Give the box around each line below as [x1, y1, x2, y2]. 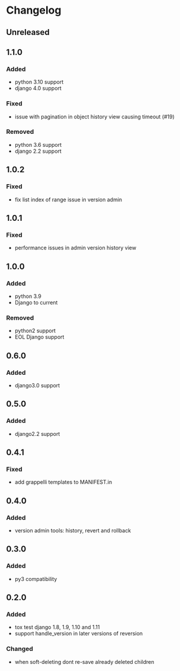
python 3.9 [14, 293, 41, 300]
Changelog [6, 4, 62, 17]
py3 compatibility [14, 575, 57, 582]
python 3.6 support [14, 141, 62, 148]
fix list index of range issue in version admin [14, 196, 123, 203]
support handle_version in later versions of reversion [14, 630, 143, 637]
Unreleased [6, 27, 50, 37]
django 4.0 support [14, 85, 62, 92]
